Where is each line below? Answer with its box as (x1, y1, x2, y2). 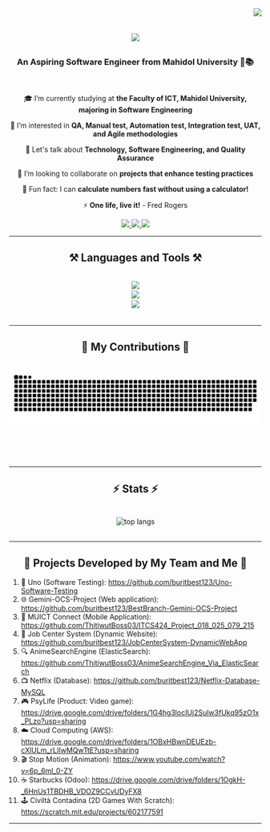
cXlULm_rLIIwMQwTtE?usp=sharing (20, 745, 139, 755)
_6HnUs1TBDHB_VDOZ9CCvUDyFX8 (20, 786, 143, 797)
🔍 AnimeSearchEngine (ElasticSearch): (20, 647, 151, 656)
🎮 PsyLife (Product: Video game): (20, 696, 135, 706)
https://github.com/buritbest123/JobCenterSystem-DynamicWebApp (20, 638, 248, 647)
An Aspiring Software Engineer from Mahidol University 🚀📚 (16, 56, 255, 67)
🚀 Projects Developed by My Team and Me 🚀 (23, 556, 248, 570)
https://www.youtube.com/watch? (112, 754, 226, 765)
